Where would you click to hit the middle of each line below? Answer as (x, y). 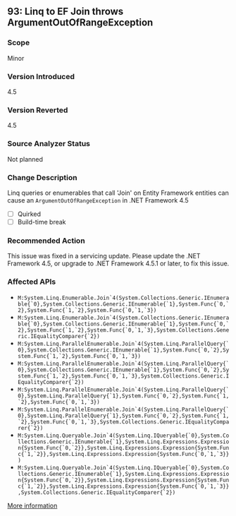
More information (32, 505)
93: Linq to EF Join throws (66, 12)
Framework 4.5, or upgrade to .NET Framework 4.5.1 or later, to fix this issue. (118, 263)
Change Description (42, 177)
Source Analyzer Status (49, 144)
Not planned (25, 159)
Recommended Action (46, 241)
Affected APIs (32, 282)
